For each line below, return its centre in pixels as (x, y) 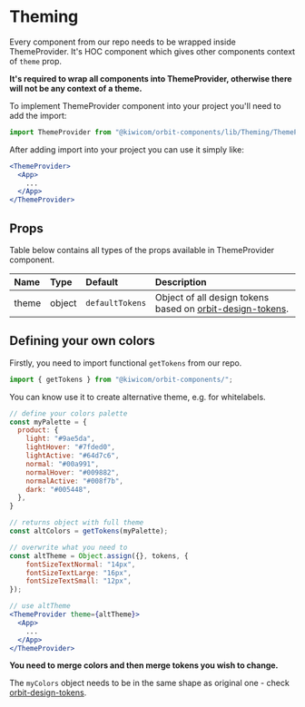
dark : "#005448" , (59, 489)
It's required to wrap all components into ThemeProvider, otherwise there (151, 78)
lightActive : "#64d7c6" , (73, 456)
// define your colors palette (69, 413)
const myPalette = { (49, 422)
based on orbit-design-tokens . (221, 309)
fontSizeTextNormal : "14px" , (81, 565)
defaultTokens (116, 303)
